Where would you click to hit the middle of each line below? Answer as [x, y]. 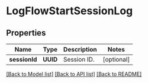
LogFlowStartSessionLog [70, 11]
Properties [26, 33]
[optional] [116, 59]
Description [80, 50]
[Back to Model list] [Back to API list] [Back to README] [74, 74]
